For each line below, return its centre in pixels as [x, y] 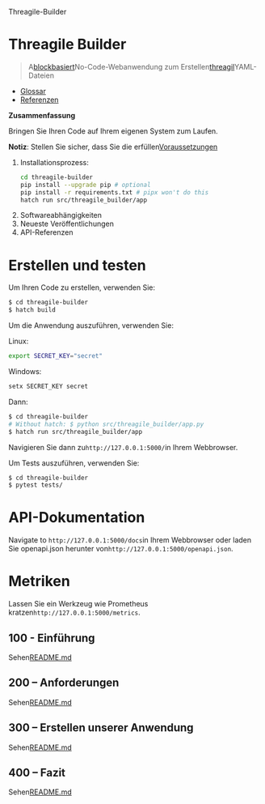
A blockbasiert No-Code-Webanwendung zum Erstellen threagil [131, 66]
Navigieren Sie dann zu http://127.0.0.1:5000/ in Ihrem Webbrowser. [123, 447]
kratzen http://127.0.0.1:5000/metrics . [75, 613]
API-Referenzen [46, 232]
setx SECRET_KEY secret [48, 386]
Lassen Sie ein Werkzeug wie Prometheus [78, 604]
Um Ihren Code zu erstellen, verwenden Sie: [82, 287]
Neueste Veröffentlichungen [67, 224]
